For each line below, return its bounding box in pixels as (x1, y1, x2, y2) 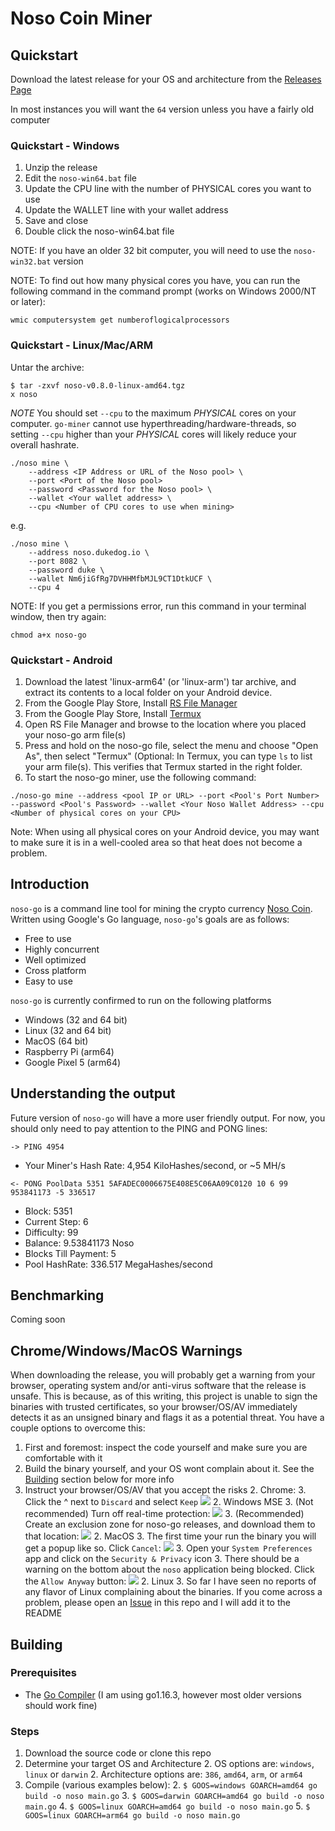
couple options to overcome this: (10, 1422, 146, 1434)
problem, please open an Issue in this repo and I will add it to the (24, 1597, 291, 1609)
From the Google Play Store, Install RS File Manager (24, 697, 238, 709)
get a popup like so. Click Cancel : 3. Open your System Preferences (24, 1542, 313, 1554)
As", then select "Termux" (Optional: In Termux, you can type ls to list (24, 750, 313, 762)
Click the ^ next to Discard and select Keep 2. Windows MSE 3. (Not (24, 1496, 314, 1508)
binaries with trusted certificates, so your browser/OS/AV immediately (10, 1401, 298, 1413)
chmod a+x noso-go (10, 630, 87, 640)
